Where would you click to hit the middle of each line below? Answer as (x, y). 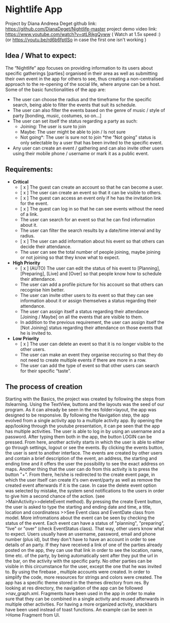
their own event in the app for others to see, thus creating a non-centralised (84, 79)
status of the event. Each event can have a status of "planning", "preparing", (85, 523)
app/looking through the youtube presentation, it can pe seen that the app (82, 426)
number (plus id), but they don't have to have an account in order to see (80, 540)
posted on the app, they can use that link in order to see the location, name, (84, 550)
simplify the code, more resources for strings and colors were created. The (84, 577)
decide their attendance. (46, 246)
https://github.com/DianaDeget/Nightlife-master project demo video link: (81, 28)
